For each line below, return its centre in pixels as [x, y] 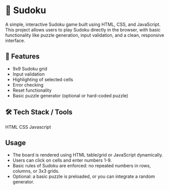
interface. [15, 41]
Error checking [28, 85]
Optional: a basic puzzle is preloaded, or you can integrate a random [84, 176]
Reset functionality [32, 90]
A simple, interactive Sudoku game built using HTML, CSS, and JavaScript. [83, 24]
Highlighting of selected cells [43, 79]
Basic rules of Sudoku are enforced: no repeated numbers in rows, [82, 166]
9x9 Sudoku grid [30, 68]
